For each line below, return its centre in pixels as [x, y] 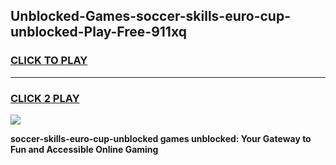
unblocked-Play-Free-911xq [98, 32]
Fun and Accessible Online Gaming [84, 149]
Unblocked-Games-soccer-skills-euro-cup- [150, 16]
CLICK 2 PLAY [45, 98]
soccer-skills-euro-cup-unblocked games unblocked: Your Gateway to [161, 138]
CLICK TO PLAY [49, 61]
